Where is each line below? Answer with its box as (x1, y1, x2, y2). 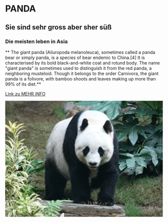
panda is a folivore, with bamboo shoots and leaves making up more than (5, 75, 156, 81)
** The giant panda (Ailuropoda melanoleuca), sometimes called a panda (5, 49, 155, 55)
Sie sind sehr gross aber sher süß (5, 23, 112, 31)
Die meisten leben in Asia (5, 38, 68, 45)
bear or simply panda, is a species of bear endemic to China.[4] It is (5, 54, 145, 60)
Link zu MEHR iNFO (5, 90, 46, 96)
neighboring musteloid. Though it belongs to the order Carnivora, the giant (5, 70, 158, 76)
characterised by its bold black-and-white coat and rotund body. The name (5, 59, 160, 65)
